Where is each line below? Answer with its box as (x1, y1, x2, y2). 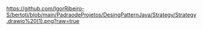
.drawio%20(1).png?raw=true (6, 18, 80, 24)
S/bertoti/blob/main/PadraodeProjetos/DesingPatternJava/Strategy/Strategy (6, 11, 197, 18)
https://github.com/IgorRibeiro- (6, 5, 85, 12)
